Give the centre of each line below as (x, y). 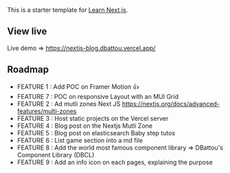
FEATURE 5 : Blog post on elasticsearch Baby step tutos (96, 132)
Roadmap (28, 70)
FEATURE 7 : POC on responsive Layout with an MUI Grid (97, 96)
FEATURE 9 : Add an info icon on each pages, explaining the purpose (115, 162)
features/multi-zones (47, 111)
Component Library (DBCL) (56, 154)
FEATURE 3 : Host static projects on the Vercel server (93, 118)
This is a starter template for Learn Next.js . (68, 10)
